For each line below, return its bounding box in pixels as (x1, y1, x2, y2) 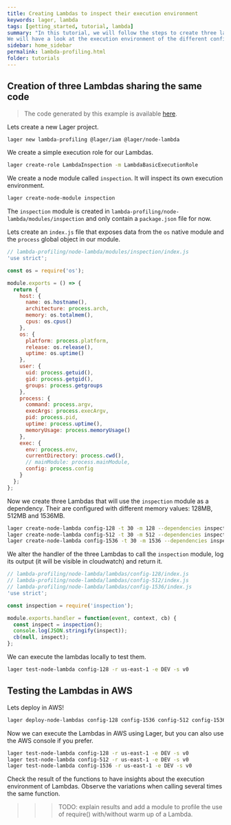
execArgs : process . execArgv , (25, 407, 109, 415)
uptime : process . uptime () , (25, 420, 103, 427)
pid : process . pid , (25, 414, 78, 421)
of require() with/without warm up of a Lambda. (58, 810, 193, 819)
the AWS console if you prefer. (7, 736, 94, 744)
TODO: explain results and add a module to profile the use (58, 803, 223, 811)
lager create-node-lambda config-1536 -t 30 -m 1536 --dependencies (7, 537, 208, 544)
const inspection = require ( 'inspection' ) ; (7, 602, 134, 609)
